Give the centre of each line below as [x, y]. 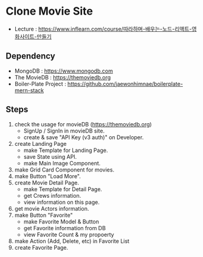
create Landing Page [40, 143]
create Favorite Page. [41, 247]
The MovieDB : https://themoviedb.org [63, 77]
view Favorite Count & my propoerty [69, 234]
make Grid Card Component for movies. [64, 170]
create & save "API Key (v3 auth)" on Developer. [84, 137]
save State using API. [50, 156]
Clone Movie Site [50, 11]
